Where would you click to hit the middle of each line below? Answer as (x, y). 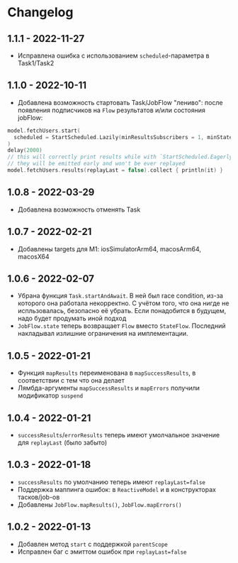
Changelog (40, 12)
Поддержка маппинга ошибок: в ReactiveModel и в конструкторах (117, 489)
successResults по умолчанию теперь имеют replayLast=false (112, 482)
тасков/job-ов (39, 497)
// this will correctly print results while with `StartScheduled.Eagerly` (121, 157)
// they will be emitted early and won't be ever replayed (96, 164)
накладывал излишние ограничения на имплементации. (103, 334)
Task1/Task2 (36, 63)
